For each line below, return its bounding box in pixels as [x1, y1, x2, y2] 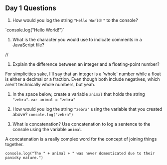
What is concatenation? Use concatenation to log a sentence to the [12, 121, 151, 127]
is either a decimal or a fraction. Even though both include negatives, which [5, 76, 161, 82]
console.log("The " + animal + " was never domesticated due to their [5, 151, 155, 156]
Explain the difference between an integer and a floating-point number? [12, 61, 160, 67]
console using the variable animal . [12, 126, 83, 132]
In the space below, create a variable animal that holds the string [12, 91, 146, 97]
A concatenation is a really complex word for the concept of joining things [5, 136, 157, 142]
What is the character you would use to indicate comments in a [12, 36, 142, 42]
